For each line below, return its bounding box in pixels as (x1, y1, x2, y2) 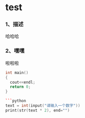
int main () (5, 70, 29, 75)
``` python (5, 99, 27, 104)
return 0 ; (10, 84, 31, 89)
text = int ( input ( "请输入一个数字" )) (5, 103, 80, 108)
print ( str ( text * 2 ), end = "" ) (5, 108, 70, 113)
